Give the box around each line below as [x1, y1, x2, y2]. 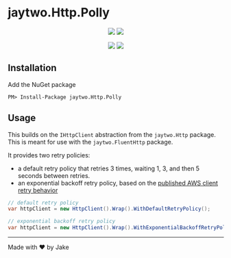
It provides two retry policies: [8, 151, 90, 159]
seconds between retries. [17, 171, 90, 179]
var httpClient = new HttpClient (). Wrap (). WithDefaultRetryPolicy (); [8, 205, 211, 213]
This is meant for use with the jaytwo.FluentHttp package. [8, 138, 173, 146]
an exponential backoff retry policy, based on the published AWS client [17, 179, 219, 187]
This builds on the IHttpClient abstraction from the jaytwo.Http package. [8, 130, 217, 138]
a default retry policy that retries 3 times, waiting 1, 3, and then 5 [17, 164, 200, 172]
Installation [8, 62, 57, 74]
